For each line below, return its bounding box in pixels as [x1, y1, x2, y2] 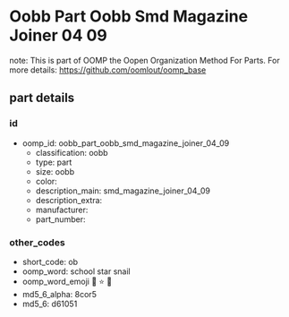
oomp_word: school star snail [21, 266, 132, 277]
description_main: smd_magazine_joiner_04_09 [35, 185, 211, 196]
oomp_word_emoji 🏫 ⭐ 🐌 [21, 276, 113, 287]
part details [9, 90, 75, 106]
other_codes [9, 236, 65, 248]
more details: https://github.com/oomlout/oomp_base [9, 64, 207, 75]
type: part [35, 157, 72, 167]
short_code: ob [21, 256, 79, 267]
